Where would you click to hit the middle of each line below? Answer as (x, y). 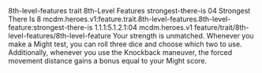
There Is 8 (25, 19)
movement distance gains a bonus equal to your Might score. (108, 61)
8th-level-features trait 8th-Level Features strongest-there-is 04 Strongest (129, 11)
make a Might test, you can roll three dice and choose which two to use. (125, 44)
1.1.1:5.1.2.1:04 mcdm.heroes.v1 (144, 27)
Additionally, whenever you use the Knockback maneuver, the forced (120, 52)
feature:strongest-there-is (51, 27)
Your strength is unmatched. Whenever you (183, 36)
